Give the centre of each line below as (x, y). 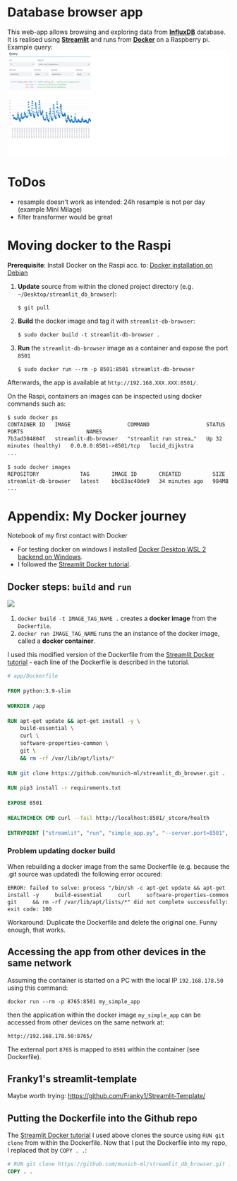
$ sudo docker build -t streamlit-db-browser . (89, 335)
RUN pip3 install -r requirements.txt (64, 788)
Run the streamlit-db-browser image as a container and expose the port (123, 348)
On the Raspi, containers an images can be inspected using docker (105, 396)
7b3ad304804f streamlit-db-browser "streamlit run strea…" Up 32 (115, 439)
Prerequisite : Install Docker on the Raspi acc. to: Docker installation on (110, 265)
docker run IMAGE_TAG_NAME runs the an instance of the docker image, (119, 634)
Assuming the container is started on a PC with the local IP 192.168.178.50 (115, 980)
